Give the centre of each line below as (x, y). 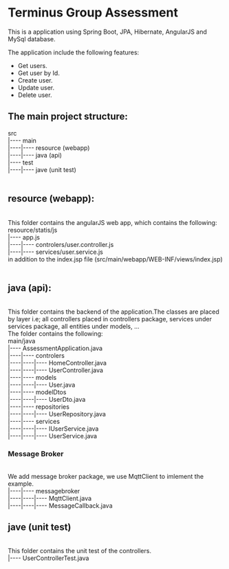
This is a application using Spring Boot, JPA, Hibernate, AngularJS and (107, 32)
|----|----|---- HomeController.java (57, 363)
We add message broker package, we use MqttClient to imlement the (106, 476)
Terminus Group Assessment (93, 13)
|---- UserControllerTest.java (48, 558)
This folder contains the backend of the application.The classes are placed (113, 312)
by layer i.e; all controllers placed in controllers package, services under (110, 319)
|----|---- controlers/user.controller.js (61, 244)
